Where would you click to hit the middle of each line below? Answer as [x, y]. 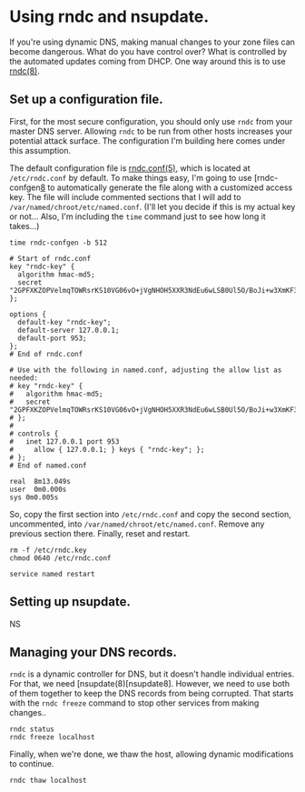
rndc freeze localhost [52, 737]
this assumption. [40, 150]
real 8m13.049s [40, 481]
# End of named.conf [49, 466]
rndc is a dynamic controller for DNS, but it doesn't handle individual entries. [152, 674]
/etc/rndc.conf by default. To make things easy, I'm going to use [131, 177]
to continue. [32, 764]
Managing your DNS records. [93, 652]
